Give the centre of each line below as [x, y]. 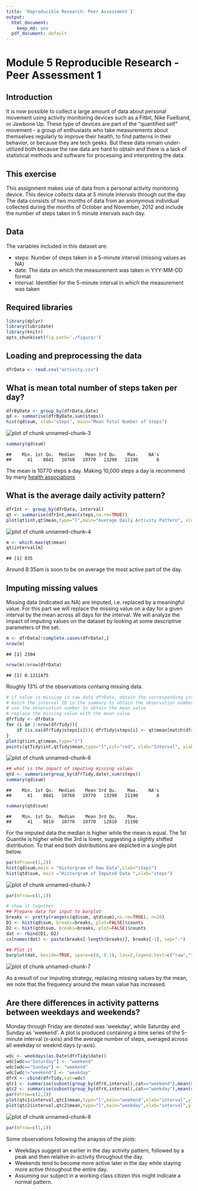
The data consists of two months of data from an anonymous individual [93, 200]
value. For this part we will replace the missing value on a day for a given [94, 609]
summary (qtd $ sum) [27, 806]
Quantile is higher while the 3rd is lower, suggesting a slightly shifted [89, 839]
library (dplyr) [25, 321]
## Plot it [19, 950]
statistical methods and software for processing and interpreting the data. [95, 155]
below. [14, 851]
